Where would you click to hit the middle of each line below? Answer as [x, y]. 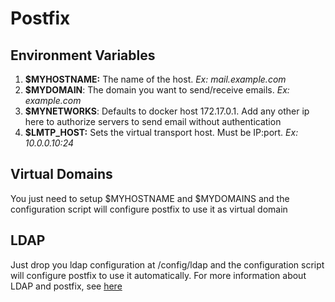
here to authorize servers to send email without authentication [153, 121]
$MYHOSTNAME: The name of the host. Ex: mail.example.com [155, 79]
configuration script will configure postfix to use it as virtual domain [149, 209]
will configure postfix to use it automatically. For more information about [158, 275]
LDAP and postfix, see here [66, 286]
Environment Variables [83, 55]
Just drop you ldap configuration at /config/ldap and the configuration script [167, 264]
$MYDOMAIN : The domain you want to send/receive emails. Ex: [157, 90]
